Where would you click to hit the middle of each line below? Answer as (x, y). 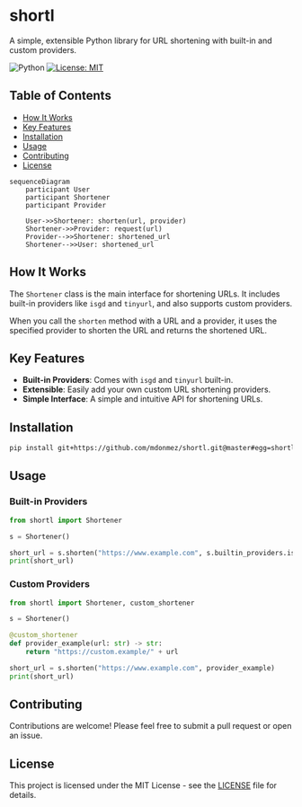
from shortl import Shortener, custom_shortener (102, 603)
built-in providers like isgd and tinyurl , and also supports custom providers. (151, 303)
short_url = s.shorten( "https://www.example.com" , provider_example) (142, 668)
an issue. (26, 736)
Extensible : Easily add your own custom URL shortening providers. (147, 390)
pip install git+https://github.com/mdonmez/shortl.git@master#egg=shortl (152, 448)
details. (23, 795)
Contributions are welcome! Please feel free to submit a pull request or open (151, 726)
